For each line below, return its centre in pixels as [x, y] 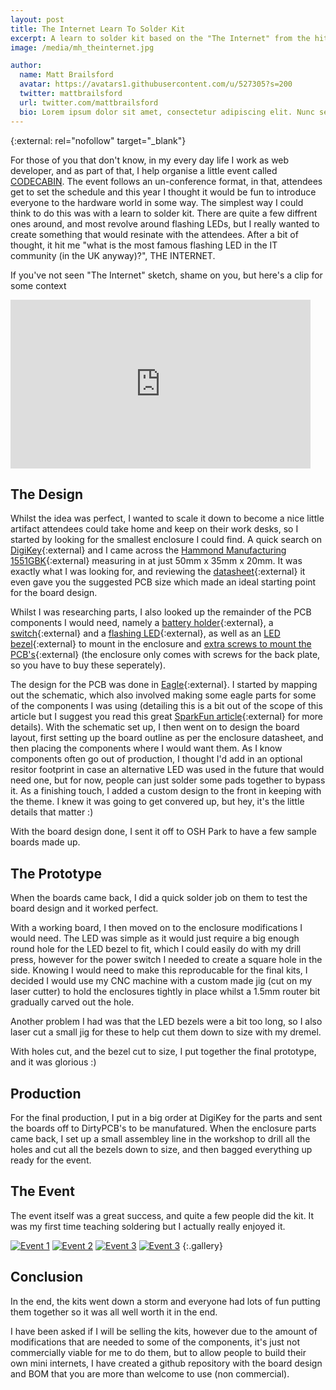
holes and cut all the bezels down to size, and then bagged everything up [161, 1149]
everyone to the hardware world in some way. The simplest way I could [157, 202]
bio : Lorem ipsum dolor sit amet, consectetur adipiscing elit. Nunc [167, 112]
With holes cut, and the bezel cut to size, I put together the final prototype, [163, 1052]
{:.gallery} [202, 1245]
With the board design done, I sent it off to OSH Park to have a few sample [163, 832]
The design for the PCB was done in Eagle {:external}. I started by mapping [164, 685]
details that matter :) [52, 812]
